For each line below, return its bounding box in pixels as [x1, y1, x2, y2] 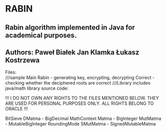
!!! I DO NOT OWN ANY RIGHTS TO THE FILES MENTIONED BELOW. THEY [5, 95, 159, 101]
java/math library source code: [5, 85, 69, 91]
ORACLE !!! [5, 106, 28, 112]
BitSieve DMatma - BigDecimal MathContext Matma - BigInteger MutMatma [5, 115, 161, 121]
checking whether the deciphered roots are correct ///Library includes [5, 80, 151, 86]
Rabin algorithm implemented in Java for [5, 23, 135, 32]
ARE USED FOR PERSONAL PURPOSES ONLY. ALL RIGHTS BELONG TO [5, 100, 154, 106]
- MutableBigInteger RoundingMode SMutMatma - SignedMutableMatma [5, 121, 156, 127]
